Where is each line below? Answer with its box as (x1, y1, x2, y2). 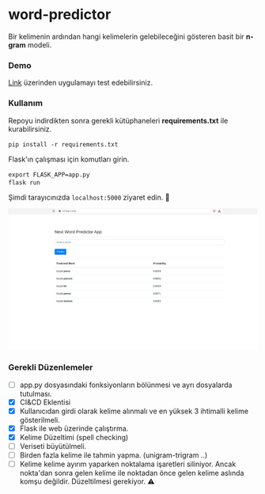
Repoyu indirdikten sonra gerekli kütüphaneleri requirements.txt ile (8, 116, 229, 125)
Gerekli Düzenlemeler (8, 362, 93, 373)
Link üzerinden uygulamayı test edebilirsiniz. (8, 78, 153, 88)
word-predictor (8, 6, 112, 24)
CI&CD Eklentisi (19, 397, 71, 407)
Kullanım (8, 97, 44, 108)
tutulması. (19, 389, 52, 398)
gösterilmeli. (19, 415, 61, 424)
